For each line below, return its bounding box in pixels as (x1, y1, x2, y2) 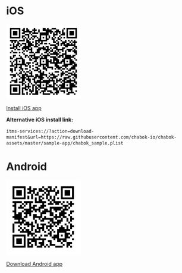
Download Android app (6, 260, 63, 267)
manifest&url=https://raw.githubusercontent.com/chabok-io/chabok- (6, 134, 177, 140)
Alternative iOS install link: (6, 116, 73, 123)
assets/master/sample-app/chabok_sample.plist (6, 140, 124, 146)
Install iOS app (6, 104, 42, 111)
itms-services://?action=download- (6, 128, 95, 134)
